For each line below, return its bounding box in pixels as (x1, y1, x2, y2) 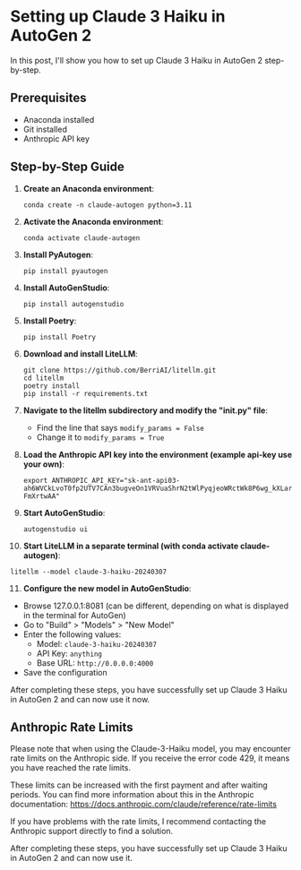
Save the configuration (22, 667, 107, 677)
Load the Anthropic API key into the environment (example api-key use (22, 449, 293, 460)
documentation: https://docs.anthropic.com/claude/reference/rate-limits (10, 799, 277, 810)
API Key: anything (36, 648, 102, 659)
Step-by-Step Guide (10, 159, 125, 175)
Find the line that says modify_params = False (36, 422, 204, 433)
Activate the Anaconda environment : (22, 216, 164, 227)
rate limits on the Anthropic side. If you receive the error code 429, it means (10, 753, 290, 763)
